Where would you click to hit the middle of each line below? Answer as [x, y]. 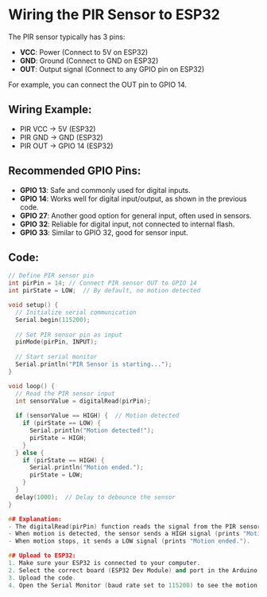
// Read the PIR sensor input [65, 393]
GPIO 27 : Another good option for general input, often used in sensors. [135, 215]
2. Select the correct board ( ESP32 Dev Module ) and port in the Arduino [133, 570]
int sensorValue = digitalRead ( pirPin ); [83, 401]
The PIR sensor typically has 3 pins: [67, 37]
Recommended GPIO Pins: [75, 171]
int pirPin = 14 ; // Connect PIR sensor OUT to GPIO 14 [103, 283]
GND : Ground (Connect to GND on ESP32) [89, 61]
